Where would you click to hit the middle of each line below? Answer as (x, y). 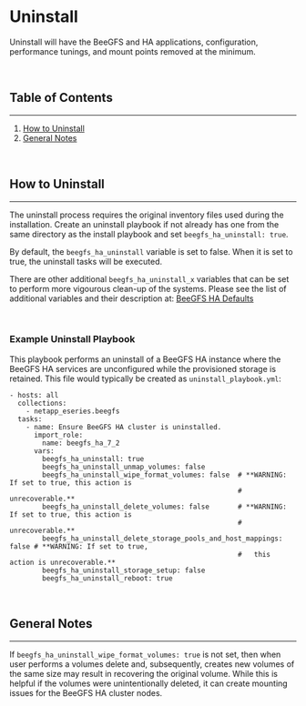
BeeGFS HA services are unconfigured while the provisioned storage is (143, 368)
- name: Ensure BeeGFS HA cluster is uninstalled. (124, 427)
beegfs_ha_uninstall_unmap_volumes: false (124, 467)
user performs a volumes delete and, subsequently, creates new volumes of (152, 664)
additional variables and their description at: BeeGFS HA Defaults (132, 298)
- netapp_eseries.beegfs (73, 411)
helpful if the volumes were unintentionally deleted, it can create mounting (149, 683)
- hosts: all (34, 395)
